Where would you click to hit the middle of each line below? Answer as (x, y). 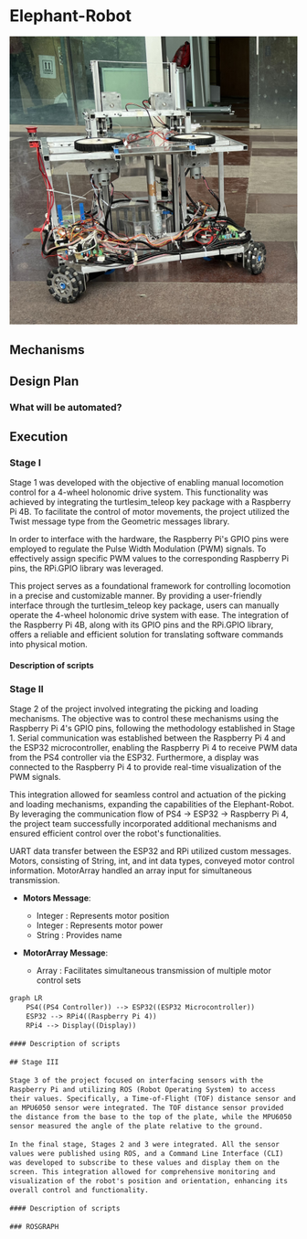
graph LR (26, 999)
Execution (39, 437)
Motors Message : (57, 898)
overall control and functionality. (79, 1191)
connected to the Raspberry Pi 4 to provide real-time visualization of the (145, 767)
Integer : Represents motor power (100, 925)
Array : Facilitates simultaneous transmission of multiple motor (153, 971)
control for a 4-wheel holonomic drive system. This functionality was (139, 492)
